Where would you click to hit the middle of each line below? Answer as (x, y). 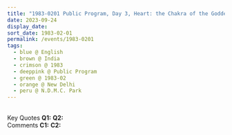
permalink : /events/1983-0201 (51, 39)
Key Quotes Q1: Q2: (35, 118)
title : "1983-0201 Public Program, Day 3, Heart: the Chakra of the (108, 13)
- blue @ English (38, 53)
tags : (15, 46)
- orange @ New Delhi (45, 84)
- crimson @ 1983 (38, 65)
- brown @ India (37, 59)
